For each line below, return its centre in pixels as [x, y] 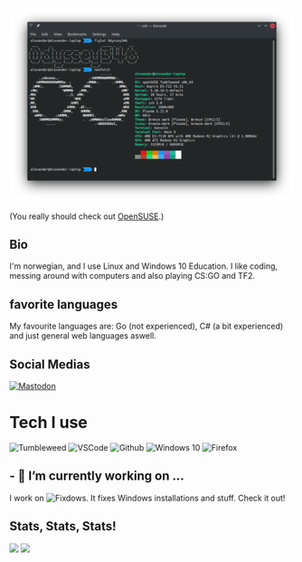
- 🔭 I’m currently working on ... [97, 476]
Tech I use [49, 423]
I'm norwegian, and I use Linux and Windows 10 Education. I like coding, [144, 266]
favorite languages [64, 305]
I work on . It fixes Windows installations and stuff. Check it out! [147, 498]
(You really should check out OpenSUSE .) [87, 216]
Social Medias [50, 364]
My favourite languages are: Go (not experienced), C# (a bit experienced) [146, 326]
